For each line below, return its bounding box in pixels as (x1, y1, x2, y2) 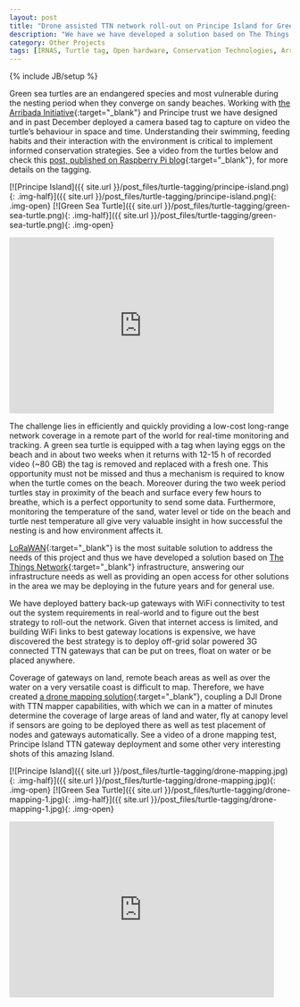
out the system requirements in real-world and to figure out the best (9, 607, 260, 618)
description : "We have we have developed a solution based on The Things (9, 30, 290, 38)
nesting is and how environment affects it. (9, 525, 163, 537)
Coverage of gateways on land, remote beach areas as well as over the (9, 673, 271, 683)
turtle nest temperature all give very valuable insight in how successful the (9, 516, 283, 527)
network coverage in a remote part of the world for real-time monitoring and (9, 430, 289, 441)
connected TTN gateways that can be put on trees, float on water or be (9, 646, 271, 656)
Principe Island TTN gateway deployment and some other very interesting (9, 739, 281, 749)
